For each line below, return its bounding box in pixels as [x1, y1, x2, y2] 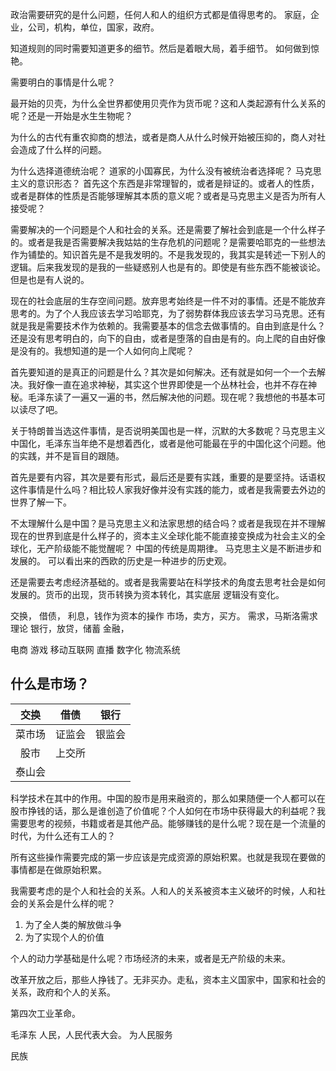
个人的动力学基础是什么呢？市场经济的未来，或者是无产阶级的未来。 [10, 952, 291, 964]
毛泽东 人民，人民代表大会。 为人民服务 [10, 1028, 173, 1040]
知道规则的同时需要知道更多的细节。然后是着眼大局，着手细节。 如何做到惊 [10, 43, 320, 54]
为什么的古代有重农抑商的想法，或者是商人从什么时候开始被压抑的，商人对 [10, 131, 317, 143]
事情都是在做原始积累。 [10, 863, 107, 875]
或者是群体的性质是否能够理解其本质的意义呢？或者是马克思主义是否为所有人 [10, 190, 326, 202]
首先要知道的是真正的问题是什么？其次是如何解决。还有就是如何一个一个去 [10, 366, 317, 378]
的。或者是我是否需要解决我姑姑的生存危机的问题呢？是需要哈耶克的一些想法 [10, 236, 326, 248]
